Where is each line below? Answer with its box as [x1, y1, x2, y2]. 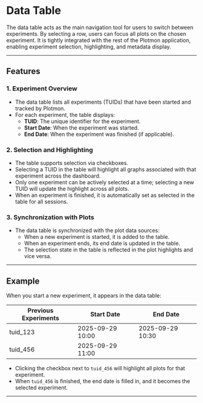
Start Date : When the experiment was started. [24, 124, 139, 131]
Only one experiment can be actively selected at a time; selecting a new [14, 178, 195, 185]
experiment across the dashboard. [14, 172, 101, 179]
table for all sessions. [14, 198, 68, 205]
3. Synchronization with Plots [6, 213, 95, 221]
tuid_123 [9, 328, 35, 336]
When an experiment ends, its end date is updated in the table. [24, 240, 181, 247]
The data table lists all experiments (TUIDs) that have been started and [14, 98, 192, 105]
